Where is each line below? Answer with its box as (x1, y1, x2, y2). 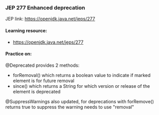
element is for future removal (12, 78, 75, 84)
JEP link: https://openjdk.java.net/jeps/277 (5, 16, 95, 22)
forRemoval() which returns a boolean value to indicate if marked (12, 72, 151, 78)
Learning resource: (5, 27, 47, 33)
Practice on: (5, 51, 32, 57)
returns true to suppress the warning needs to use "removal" (5, 104, 134, 110)
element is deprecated (12, 88, 61, 94)
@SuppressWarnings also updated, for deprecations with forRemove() (5, 98, 154, 104)
